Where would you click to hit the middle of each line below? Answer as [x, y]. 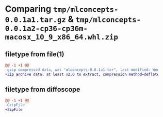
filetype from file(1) [35, 54]
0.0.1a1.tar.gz [36, 20]
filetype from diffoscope [43, 90]
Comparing [28, 9]
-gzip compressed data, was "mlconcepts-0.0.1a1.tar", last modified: [78, 70]
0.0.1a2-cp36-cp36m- [47, 29]
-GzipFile [15, 105]
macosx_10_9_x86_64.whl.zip [62, 37]
